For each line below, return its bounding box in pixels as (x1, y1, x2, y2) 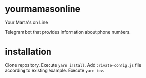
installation (5, 46, 52, 57)
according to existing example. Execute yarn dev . (5, 67, 104, 73)
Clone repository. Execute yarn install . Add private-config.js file (5, 62, 141, 68)
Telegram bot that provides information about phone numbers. (5, 29, 131, 35)
